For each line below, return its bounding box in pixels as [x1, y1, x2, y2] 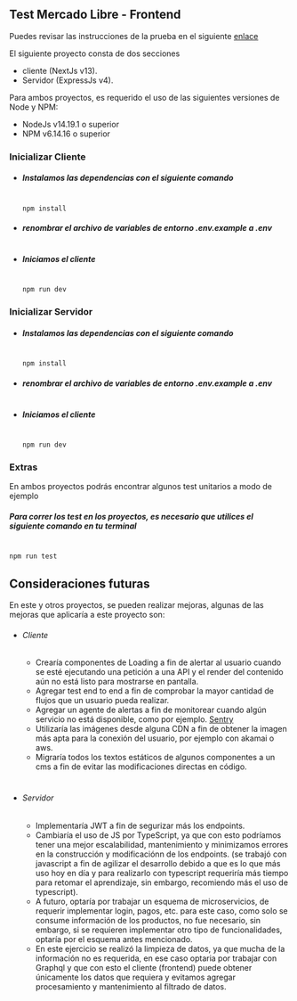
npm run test [9, 552, 58, 561]
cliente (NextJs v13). [21, 65, 98, 76]
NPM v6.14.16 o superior [21, 128, 111, 139]
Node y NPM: [9, 102, 59, 112]
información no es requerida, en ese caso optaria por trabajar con [35, 953, 277, 964]
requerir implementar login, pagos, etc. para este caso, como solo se [35, 906, 289, 916]
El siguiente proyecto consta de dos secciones [9, 48, 181, 59]
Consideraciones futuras [9, 576, 150, 591]
